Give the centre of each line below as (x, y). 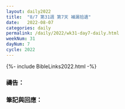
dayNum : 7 (18, 45)
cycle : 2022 (21, 50)
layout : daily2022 (28, 11)
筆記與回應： (24, 100)
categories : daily (28, 28)
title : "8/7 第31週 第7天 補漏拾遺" (49, 17)
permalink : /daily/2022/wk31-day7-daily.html (62, 33)
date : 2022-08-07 (30, 22)
